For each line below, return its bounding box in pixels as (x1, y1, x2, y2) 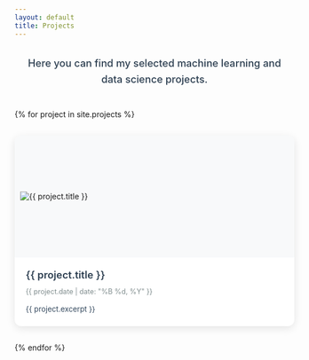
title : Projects (14, 21, 75, 30)
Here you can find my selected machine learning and (27, 56, 281, 69)
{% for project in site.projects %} (14, 108, 136, 120)
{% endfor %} (14, 342, 66, 353)
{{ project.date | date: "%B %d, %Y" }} (26, 287, 154, 297)
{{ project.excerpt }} (26, 304, 96, 315)
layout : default (14, 12, 75, 22)
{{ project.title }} (26, 268, 106, 281)
